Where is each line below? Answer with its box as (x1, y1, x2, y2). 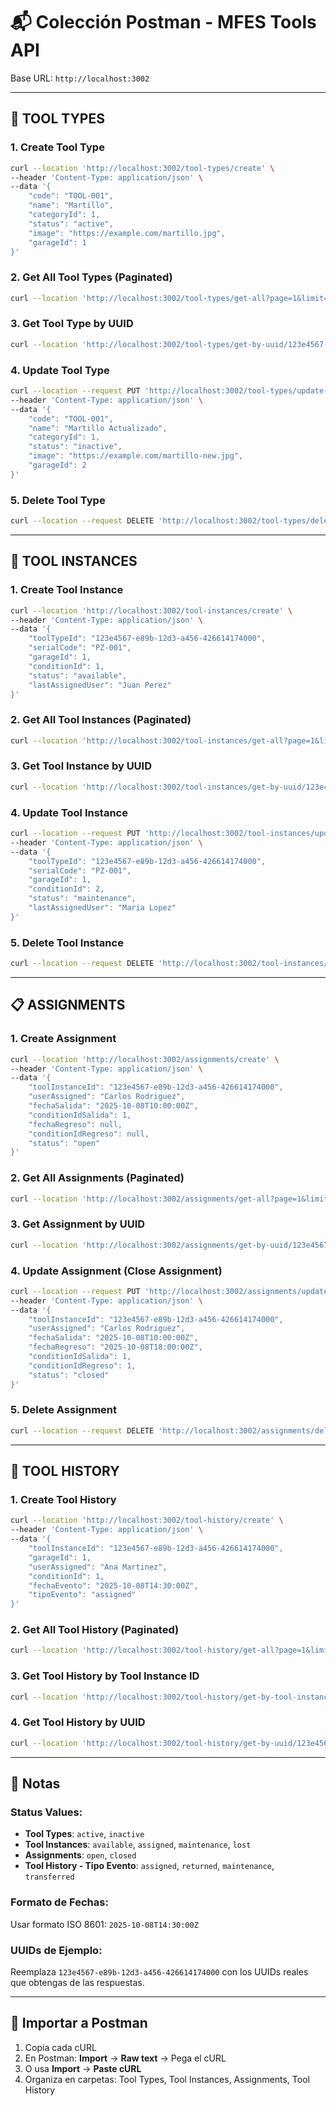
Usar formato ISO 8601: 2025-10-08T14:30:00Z (10, 1918, 199, 1930)
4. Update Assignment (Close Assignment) (10, 1264, 223, 1278)
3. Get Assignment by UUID (10, 1217, 146, 1231)
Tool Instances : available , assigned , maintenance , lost (24, 1839, 252, 1851)
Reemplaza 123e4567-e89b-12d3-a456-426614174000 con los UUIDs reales (10, 1965, 309, 1978)
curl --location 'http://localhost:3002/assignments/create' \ (10, 1054, 280, 1064)
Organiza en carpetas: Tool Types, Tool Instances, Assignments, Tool (24, 2073, 310, 2085)
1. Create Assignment (10, 1032, 117, 1046)
